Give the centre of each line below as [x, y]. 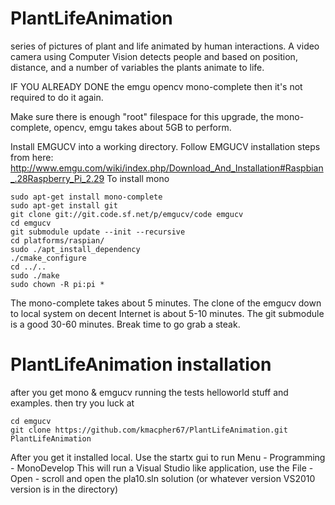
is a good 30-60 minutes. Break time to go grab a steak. [125, 324]
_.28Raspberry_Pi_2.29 [57, 178]
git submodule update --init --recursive [98, 232]
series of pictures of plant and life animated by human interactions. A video [165, 46]
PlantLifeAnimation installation [141, 364]
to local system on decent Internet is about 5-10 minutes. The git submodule [167, 313]
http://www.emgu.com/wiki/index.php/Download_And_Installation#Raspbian [167, 168]
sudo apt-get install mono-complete [86, 197]
